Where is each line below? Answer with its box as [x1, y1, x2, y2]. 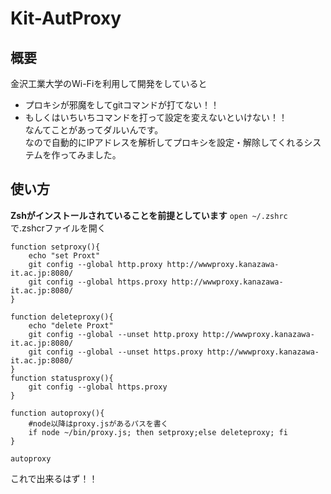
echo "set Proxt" [28, 250, 101, 261]
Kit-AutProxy [10, 7, 122, 30]
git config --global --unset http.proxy [28, 329, 199, 339]
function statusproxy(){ [10, 373, 114, 383]
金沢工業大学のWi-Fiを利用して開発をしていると [10, 78, 208, 89]
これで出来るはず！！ [10, 472, 98, 484]
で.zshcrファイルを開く [10, 222, 107, 234]
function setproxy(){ [10, 242, 101, 252]
